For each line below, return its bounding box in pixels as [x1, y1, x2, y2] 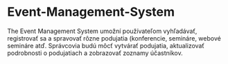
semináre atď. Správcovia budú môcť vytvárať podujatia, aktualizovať [7, 41, 204, 50]
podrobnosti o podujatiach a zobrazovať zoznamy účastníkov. [7, 49, 184, 57]
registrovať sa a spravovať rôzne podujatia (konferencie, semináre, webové [7, 34, 222, 42]
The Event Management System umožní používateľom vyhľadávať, [7, 27, 198, 35]
